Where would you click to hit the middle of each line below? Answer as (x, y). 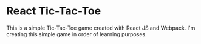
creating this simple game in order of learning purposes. (77, 34)
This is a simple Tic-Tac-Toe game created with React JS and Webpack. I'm (101, 28)
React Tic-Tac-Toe (54, 11)
